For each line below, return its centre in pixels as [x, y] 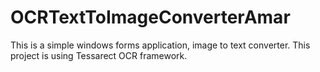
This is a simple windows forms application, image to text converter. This [160, 45]
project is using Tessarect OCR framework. [99, 55]
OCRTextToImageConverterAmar [150, 17]
